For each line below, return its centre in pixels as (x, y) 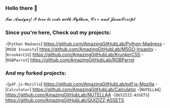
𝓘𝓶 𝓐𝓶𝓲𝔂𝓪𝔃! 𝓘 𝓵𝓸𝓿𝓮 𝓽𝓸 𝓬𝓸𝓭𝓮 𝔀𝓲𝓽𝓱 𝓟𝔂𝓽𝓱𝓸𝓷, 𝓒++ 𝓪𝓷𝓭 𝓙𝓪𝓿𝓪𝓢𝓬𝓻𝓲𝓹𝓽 (70, 19)
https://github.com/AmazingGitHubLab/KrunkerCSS (86, 54)
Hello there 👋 (22, 8)
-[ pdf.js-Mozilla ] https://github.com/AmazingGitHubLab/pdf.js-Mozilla (80, 84)
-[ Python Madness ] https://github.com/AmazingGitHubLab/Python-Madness (84, 44)
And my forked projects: (36, 73)
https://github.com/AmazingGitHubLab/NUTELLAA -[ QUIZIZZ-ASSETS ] (77, 95)
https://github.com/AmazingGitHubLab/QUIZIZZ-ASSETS (65, 100)
